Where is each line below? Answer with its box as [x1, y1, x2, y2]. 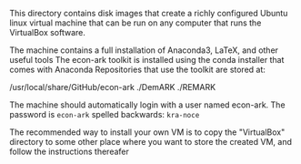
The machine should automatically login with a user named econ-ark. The [9, 99, 286, 110]
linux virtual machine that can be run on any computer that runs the [9, 17, 262, 28]
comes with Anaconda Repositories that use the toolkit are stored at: [9, 64, 266, 75]
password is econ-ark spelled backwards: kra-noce [9, 109, 200, 119]
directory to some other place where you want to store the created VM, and [9, 137, 293, 147]
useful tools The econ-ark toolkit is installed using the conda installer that [9, 55, 285, 65]
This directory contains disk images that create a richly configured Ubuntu [9, 8, 288, 18]
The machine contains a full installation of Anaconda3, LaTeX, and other [9, 45, 279, 56]
